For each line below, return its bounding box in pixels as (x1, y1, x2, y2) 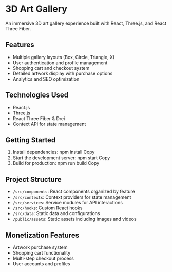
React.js (12, 104, 30, 110)
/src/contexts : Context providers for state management (12, 194, 131, 200)
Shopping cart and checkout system (12, 65, 90, 71)
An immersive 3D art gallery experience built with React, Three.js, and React (5, 20, 167, 26)
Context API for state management (12, 121, 86, 127)
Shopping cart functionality (12, 250, 71, 256)
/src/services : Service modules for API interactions (12, 200, 123, 206)
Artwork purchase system (12, 244, 68, 250)
